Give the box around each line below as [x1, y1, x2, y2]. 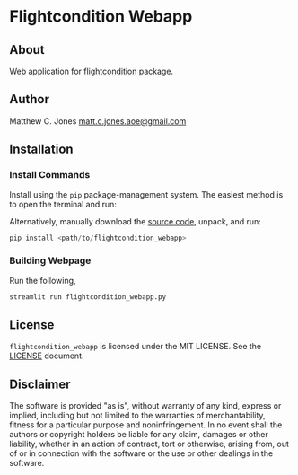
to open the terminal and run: [9, 198, 117, 209]
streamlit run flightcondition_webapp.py [9, 292, 167, 302]
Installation [9, 142, 74, 157]
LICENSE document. [9, 350, 84, 361]
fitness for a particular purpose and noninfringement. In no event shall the [9, 419, 283, 430]
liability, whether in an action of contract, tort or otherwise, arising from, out [9, 438, 290, 450]
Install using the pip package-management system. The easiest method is [9, 189, 284, 199]
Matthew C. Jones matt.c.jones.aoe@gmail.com [9, 115, 187, 127]
